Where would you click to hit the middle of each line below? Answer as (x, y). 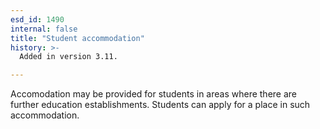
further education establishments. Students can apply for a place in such (160, 105)
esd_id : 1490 (37, 19)
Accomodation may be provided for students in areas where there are (153, 94)
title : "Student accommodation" (77, 38)
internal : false (44, 29)
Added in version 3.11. (68, 57)
